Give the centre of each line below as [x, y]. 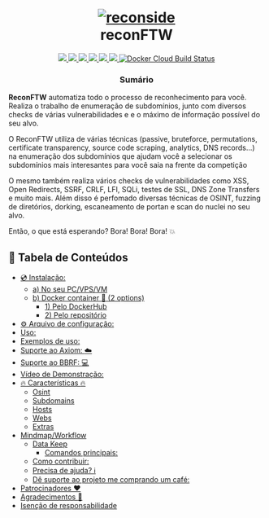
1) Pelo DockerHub [76, 307]
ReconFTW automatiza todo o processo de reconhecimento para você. [128, 98]
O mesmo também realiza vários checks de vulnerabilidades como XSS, [129, 181]
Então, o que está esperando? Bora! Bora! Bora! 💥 [92, 231]
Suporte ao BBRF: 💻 [54, 362]
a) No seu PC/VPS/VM [70, 289]
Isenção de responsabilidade [69, 506]
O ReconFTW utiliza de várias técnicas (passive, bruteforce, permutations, [133, 139]
